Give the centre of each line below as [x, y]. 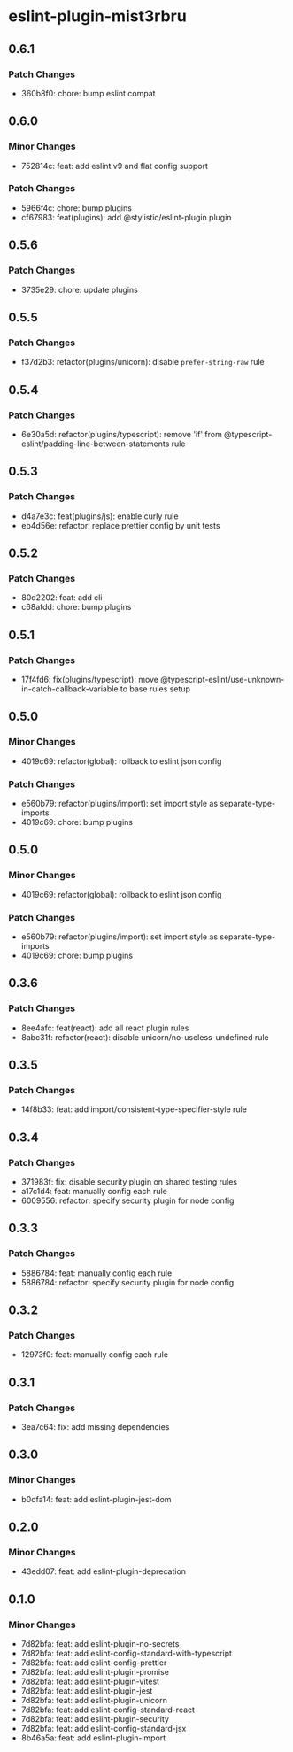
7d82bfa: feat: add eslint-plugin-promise [95, 1672]
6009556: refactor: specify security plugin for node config [127, 1200]
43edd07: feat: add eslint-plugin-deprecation [104, 1571]
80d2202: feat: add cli [62, 598]
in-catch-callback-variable [69, 689]
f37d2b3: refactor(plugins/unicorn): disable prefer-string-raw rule [143, 362]
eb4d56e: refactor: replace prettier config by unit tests [120, 525]
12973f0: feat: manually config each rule [95, 1355]
